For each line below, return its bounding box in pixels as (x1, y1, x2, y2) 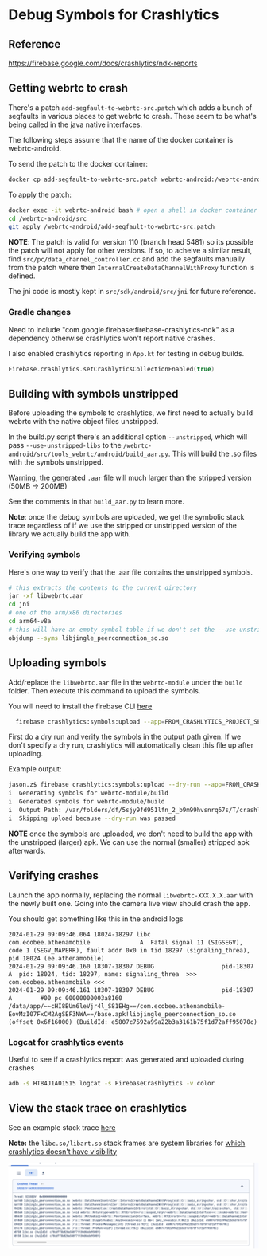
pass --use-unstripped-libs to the (8, 441, 122, 450)
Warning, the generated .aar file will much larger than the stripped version (8, 473, 252, 483)
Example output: (8, 764, 62, 774)
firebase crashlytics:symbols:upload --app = (15, 717, 165, 726)
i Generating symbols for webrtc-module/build (8, 789, 169, 798)
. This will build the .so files (168, 449, 257, 459)
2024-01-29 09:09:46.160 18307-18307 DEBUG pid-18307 (8, 962, 254, 970)
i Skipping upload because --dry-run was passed (8, 814, 176, 822)
